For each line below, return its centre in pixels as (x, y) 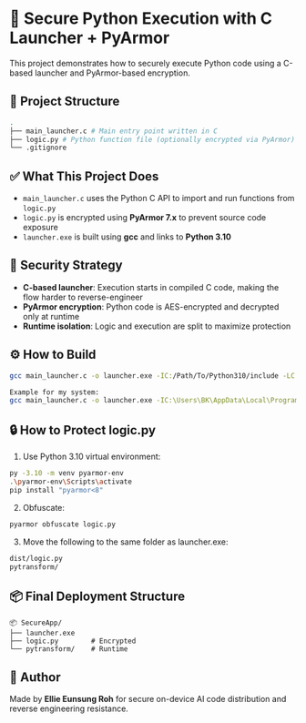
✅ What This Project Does (84, 176)
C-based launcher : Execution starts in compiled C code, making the (151, 287)
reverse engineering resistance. (69, 708)
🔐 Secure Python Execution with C (141, 19)
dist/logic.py (36, 558)
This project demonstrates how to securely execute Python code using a (146, 63)
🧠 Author (35, 677)
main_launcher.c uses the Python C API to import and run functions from (158, 199)
